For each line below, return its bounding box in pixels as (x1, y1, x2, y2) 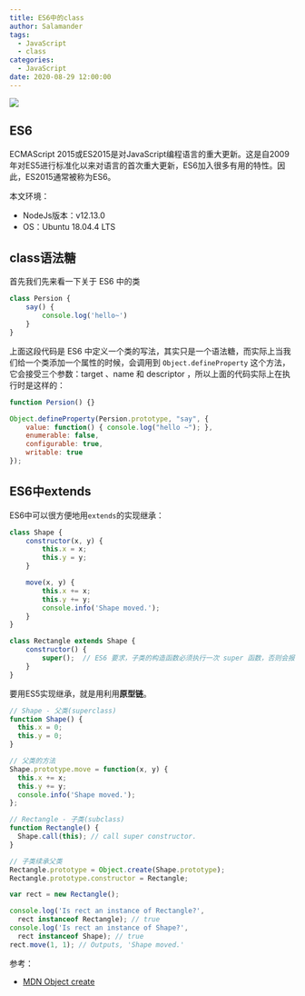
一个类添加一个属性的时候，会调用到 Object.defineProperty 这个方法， (25, 356, 290, 368)
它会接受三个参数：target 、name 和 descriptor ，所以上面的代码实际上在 (9, 368, 283, 379)
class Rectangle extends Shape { (9, 637, 136, 646)
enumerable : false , (25, 431, 100, 441)
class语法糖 (9, 250, 76, 265)
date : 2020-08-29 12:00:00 (9, 73, 112, 82)
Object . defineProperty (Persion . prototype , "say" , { (9, 414, 209, 423)
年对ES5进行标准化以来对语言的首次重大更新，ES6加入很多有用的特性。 (9, 160, 278, 171)
